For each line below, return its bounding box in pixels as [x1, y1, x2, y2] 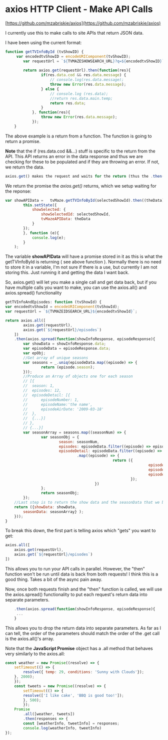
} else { [40, 86, 59, 91]
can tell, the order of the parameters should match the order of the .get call [5, 630, 160, 636]
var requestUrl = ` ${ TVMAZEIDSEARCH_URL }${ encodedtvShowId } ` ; [5, 309, 137, 314]
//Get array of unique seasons [23, 355, 88, 360]
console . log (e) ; [31, 235, 66, 240]
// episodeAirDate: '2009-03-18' [23, 406, 104, 412]
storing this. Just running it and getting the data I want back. [5, 269, 129, 275]
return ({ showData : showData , [14, 504, 77, 510]
